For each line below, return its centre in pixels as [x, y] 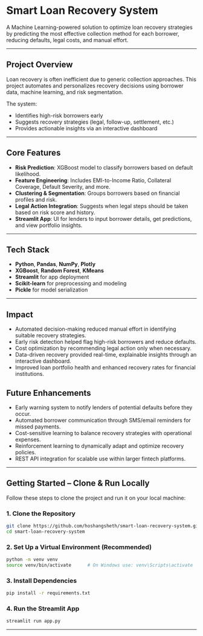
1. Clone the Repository [41, 514]
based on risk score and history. [55, 212]
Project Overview [40, 65]
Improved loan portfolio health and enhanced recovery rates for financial [105, 367]
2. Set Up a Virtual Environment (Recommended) [79, 547]
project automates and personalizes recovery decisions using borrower [95, 86]
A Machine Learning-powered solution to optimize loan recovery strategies [100, 27]
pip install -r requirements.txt [48, 593]
